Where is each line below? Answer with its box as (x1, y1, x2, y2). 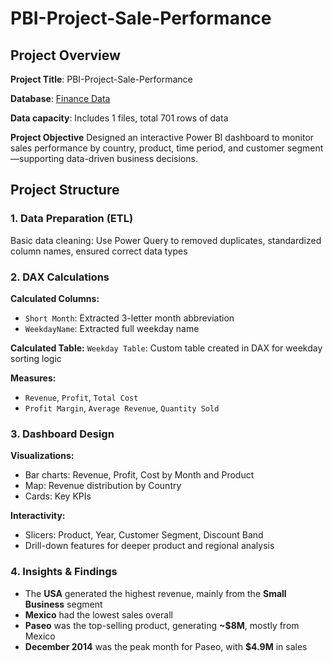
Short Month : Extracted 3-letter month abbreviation (24, 312, 235, 324)
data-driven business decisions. (66, 153, 198, 164)
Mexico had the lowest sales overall (24, 608, 173, 621)
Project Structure (10, 182, 120, 199)
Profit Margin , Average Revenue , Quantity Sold (24, 402, 220, 414)
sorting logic (10, 352, 62, 364)
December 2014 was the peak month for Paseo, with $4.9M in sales (24, 640, 308, 652)
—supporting (10, 153, 65, 164)
